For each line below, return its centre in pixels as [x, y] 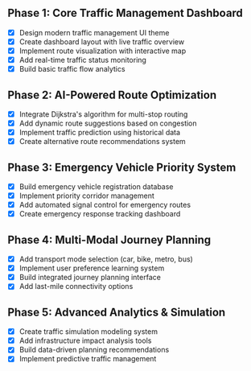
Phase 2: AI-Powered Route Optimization [112, 95]
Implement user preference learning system [92, 268]
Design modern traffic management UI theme [94, 32]
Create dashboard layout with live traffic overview [102, 41]
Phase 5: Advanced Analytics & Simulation [117, 312]
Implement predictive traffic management [88, 359]
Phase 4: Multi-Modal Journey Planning [109, 239]
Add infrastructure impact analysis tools [85, 340]
